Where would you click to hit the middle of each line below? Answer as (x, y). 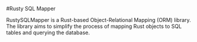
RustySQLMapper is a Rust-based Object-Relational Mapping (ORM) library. (99, 20)
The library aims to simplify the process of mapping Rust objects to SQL (94, 26)
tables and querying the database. (48, 33)
